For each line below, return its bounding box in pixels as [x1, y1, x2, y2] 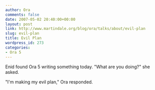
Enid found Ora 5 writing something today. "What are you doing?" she [5, 64, 150, 70]
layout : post [5, 21, 33, 27]
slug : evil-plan [5, 31, 39, 36]
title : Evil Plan [5, 36, 42, 41]
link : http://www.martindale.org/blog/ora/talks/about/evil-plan [5, 26, 145, 31]
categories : [5, 45, 30, 50]
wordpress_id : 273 [5, 40, 44, 46]
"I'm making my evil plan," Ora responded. [5, 79, 93, 85]
